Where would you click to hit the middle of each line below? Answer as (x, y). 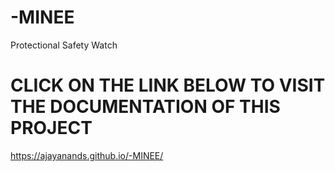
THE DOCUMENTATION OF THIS (145, 107)
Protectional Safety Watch (64, 45)
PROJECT (51, 128)
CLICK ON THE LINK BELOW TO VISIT (168, 85)
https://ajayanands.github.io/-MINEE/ (87, 155)
